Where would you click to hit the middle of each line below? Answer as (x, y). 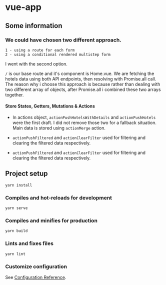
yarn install (19, 185)
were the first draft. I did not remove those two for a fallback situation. (84, 123)
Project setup (27, 174)
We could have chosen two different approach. (63, 40)
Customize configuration (36, 266)
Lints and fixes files (29, 243)
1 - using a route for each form (40, 50)
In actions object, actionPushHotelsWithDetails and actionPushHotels (84, 117)
